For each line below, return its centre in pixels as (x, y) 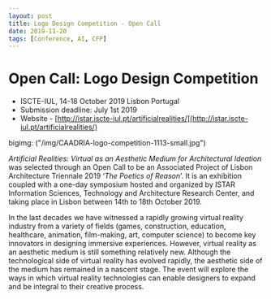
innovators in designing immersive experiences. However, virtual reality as (133, 244)
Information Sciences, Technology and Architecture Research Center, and (131, 193)
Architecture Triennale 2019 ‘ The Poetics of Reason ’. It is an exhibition (125, 176)
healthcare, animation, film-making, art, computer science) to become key (132, 235)
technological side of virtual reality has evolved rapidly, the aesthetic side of (135, 261)
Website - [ (39, 119)
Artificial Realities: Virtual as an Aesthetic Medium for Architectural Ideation (135, 158)
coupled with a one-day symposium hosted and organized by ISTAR (122, 184)
